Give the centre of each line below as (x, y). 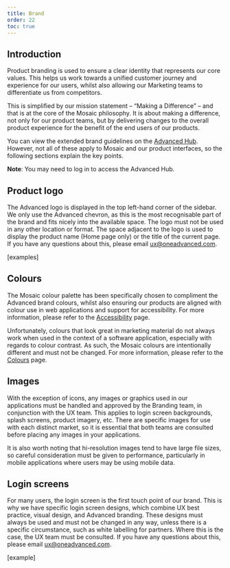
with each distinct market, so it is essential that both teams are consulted (111, 427)
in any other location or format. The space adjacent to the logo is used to (110, 229)
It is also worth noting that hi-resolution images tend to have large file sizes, (114, 448)
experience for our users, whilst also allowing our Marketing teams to (105, 85)
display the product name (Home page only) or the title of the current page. (114, 237)
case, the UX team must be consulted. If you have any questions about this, (114, 537)
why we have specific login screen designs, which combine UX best (103, 508)
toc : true (21, 26)
